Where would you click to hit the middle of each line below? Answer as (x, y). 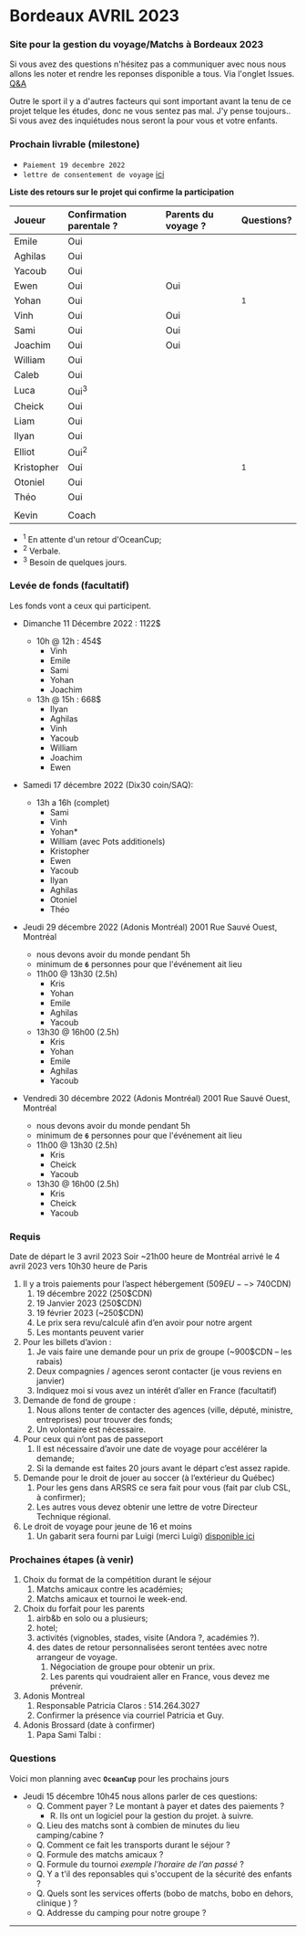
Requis (25, 1236)
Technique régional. (73, 1516)
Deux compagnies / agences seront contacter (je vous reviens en (159, 1371)
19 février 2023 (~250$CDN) (90, 1313)
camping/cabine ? (70, 1835)
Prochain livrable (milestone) (75, 144)
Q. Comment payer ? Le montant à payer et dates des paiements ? (160, 1805)
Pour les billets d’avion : (67, 1342)
